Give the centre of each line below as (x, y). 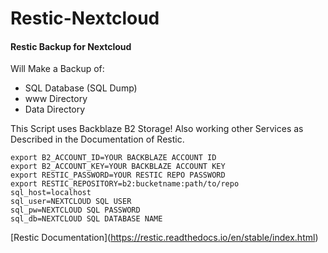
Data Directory (55, 109)
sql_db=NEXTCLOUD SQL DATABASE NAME (86, 219)
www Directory (56, 99)
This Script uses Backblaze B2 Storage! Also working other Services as (157, 129)
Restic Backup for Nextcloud (71, 46)
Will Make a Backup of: (57, 69)
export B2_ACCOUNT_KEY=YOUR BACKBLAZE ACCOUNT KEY (118, 167)
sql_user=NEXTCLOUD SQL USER (71, 202)
